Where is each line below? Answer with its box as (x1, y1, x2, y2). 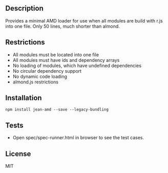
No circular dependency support (12, 68, 82, 74)
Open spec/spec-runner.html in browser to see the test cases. (12, 135, 144, 141)
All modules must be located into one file (12, 51, 99, 58)
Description (5, 4, 44, 13)
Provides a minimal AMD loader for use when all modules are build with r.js (5, 17, 163, 24)
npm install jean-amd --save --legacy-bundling (5, 107, 109, 112)
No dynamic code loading (12, 73, 68, 79)
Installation (5, 94, 42, 102)
